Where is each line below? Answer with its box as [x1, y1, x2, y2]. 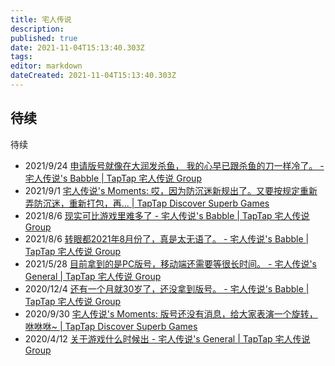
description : [10, 24, 65, 34]
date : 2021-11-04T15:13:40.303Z [10, 42, 145, 53]
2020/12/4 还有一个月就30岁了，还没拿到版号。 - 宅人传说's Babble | [24, 282, 310, 295]
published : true [10, 33, 78, 43]
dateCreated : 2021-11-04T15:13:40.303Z [10, 71, 177, 81]
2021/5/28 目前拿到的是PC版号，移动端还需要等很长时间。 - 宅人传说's [24, 257, 318, 270]
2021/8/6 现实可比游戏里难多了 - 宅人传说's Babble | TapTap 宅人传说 [24, 209, 310, 221]
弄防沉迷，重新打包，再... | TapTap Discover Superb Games [24, 197, 270, 209]
